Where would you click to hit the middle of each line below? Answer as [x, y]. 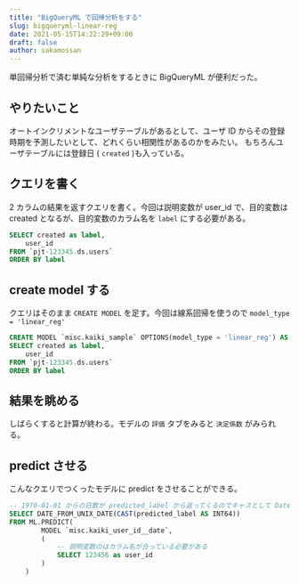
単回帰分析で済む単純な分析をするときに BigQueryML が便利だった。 [136, 77]
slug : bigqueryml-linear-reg [63, 26]
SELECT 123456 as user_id [105, 556]
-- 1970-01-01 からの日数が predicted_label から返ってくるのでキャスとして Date [150, 506]
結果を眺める [44, 400]
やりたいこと [44, 108]
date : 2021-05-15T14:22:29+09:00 [71, 34]
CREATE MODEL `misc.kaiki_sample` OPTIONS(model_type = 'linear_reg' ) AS [149, 338]
